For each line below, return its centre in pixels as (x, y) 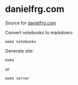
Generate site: (19, 51)
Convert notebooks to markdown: (39, 32)
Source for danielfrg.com (31, 23)
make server (17, 78)
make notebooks (21, 42)
